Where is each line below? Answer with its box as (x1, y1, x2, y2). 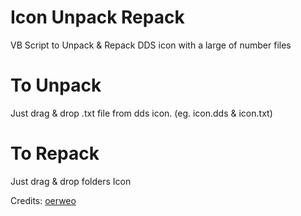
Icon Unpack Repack (10, 6, 185, 29)
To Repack (10, 142, 100, 165)
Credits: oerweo (10, 194, 77, 206)
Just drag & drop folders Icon (10, 175, 132, 187)
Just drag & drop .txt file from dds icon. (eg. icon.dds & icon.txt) (10, 107, 273, 119)
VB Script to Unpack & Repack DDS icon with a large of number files (10, 39, 292, 51)
